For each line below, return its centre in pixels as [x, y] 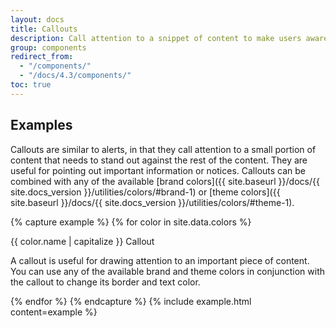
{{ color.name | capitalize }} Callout [82, 241]
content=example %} [54, 312]
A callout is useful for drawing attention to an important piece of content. [160, 260]
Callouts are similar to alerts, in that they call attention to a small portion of [163, 149]
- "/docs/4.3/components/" [75, 76]
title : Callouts [44, 29]
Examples [41, 125]
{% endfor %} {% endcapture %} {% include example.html [131, 301]
